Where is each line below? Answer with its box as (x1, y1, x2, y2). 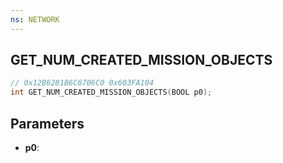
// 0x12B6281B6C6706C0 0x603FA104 (10, 78, 155, 88)
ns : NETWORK (10, 14, 60, 25)
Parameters (10, 115, 85, 132)
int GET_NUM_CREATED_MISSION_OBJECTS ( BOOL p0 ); (10, 87, 213, 98)
